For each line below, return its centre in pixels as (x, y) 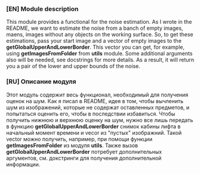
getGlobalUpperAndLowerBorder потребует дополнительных (84, 151)
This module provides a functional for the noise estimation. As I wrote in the (99, 22)
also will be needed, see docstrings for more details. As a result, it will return (100, 60)
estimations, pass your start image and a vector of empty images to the (94, 41)
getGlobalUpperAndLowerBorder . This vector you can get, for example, (96, 47)
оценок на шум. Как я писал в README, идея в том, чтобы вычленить (95, 101)
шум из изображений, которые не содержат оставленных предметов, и (98, 107)
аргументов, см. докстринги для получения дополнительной (84, 158)
